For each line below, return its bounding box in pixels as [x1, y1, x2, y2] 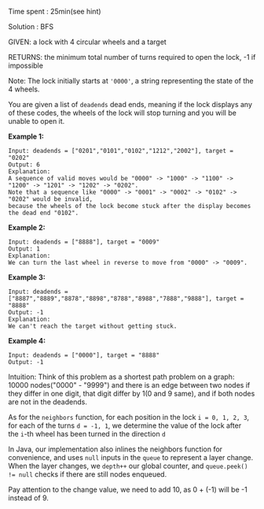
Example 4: [8, 336, 46, 345]
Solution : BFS [8, 22, 53, 31]
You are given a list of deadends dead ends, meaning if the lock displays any [8, 100, 253, 109]
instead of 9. [8, 493, 49, 503]
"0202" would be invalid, [8, 195, 93, 203]
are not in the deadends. [8, 397, 88, 407]
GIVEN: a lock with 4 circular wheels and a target [8, 37, 167, 46]
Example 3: [8, 273, 46, 282]
